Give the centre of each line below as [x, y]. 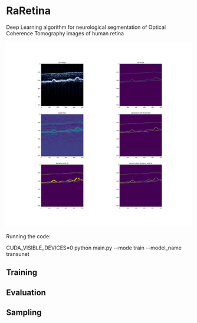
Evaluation [26, 292]
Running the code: [29, 236]
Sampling [24, 313]
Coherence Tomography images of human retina [65, 33]
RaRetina [29, 11]
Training [22, 273]
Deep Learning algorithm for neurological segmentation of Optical [86, 27]
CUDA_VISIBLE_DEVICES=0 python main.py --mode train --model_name [94, 248]
